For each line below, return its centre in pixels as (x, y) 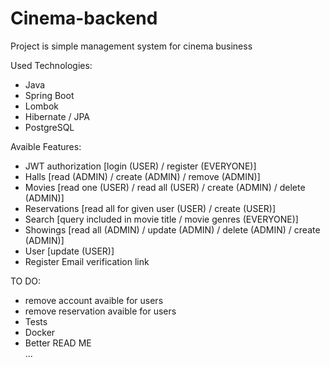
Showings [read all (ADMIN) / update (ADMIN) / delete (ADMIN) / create (172, 229)
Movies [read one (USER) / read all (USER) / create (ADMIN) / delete (165, 187)
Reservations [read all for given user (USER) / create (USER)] (150, 208)
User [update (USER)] (69, 251)
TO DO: (26, 281)
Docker (40, 332)
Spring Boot (49, 95)
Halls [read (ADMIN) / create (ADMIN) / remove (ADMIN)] (142, 176)
